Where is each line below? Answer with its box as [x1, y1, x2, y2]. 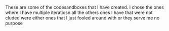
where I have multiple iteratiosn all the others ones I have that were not [5, 9, 153, 15]
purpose [5, 20, 23, 26]
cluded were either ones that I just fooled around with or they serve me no [5, 15, 160, 20]
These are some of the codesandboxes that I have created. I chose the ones [5, 4, 164, 10]
